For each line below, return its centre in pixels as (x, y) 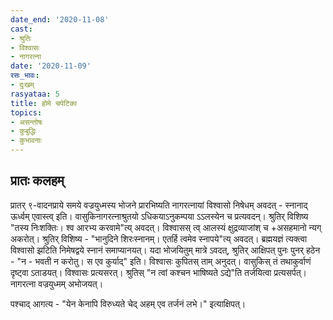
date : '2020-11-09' (51, 66)
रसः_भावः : (25, 76)
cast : (21, 29)
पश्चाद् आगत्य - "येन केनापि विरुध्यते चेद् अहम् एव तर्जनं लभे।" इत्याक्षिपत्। (128, 303)
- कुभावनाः (26, 141)
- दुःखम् (22, 85)
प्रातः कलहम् (37, 181)
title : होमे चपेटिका (44, 103)
